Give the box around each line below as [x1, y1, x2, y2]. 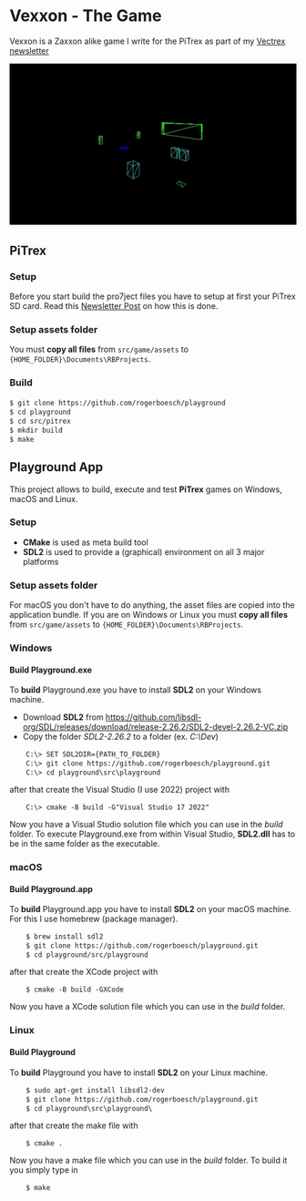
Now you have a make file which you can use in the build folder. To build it [9, 1155, 288, 1165]
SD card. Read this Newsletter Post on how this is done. [9, 301, 219, 312]
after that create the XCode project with [9, 967, 158, 978]
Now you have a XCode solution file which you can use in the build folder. [9, 1001, 286, 1012]
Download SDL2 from [22, 712, 104, 723]
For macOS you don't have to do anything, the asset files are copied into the [9, 600, 295, 611]
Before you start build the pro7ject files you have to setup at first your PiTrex [9, 291, 296, 302]
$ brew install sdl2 [25, 932, 104, 941]
